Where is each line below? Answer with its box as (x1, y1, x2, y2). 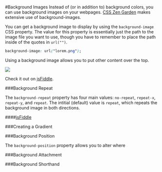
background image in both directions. (5, 105, 80, 110)
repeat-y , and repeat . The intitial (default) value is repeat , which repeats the (5, 99, 158, 106)
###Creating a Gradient (5, 124, 53, 129)
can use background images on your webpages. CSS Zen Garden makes (5, 9, 151, 15)
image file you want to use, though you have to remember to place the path (5, 34, 156, 40)
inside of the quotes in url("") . (5, 39, 68, 45)
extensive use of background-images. (5, 15, 81, 20)
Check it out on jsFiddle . (5, 76, 54, 81)
